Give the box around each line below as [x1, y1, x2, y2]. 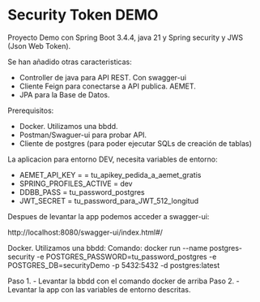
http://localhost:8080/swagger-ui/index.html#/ [7, 227, 164, 237]
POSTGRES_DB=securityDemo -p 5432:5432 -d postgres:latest [7, 260, 220, 270]
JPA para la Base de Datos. [19, 89, 110, 99]
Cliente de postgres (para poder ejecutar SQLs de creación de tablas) [19, 138, 253, 148]
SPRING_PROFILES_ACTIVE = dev [19, 179, 133, 188]
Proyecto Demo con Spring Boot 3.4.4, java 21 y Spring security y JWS [7, 32, 244, 42]
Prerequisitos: [7, 106, 54, 115]
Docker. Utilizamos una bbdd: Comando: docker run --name [7, 243, 208, 252]
